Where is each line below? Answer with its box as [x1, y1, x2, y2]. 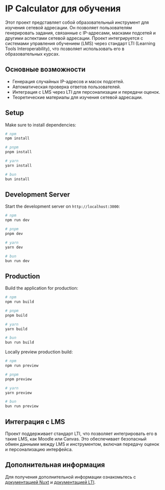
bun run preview [5, 404, 39, 409]
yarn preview [5, 390, 32, 395]
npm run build [5, 299, 35, 305]
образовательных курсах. [5, 51, 60, 57]
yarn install [5, 163, 32, 168]
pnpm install [5, 150, 32, 155]
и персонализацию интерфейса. [5, 446, 73, 452]
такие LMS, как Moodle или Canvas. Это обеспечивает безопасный [5, 436, 147, 441]
